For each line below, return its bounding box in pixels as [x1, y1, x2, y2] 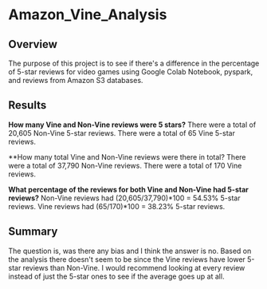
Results [8, 98, 47, 113]
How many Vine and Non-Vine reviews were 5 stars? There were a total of [8, 120, 257, 129]
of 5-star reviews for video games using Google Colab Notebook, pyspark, [8, 67, 253, 77]
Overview [8, 38, 58, 51]
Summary [8, 225, 58, 239]
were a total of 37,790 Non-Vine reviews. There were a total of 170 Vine [8, 160, 242, 170]
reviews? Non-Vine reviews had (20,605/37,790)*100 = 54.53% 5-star [8, 193, 241, 203]
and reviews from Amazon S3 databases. [8, 76, 143, 85]
